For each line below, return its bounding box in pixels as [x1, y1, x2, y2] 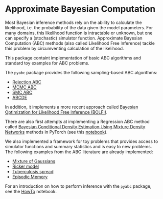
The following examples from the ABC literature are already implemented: [5, 149, 153, 155]
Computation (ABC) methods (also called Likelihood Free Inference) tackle [5, 40, 155, 46]
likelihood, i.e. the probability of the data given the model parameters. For [5, 24, 153, 30]
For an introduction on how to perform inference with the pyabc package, [5, 183, 152, 189]
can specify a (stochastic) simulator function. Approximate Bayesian [5, 35, 143, 41]
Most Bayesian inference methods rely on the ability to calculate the [5, 20, 142, 25]
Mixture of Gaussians [12, 158, 55, 164]
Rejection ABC [12, 79, 42, 85]
